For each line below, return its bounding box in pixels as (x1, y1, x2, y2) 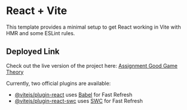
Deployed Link (6, 47, 60, 57)
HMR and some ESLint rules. (6, 29, 75, 36)
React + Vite (6, 4, 68, 18)
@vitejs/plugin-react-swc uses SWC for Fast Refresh (14, 97, 143, 104)
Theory (6, 68, 24, 75)
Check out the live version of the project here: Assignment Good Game (6, 62, 178, 69)
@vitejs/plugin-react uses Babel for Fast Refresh (14, 91, 133, 98)
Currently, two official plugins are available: (6, 80, 111, 87)
